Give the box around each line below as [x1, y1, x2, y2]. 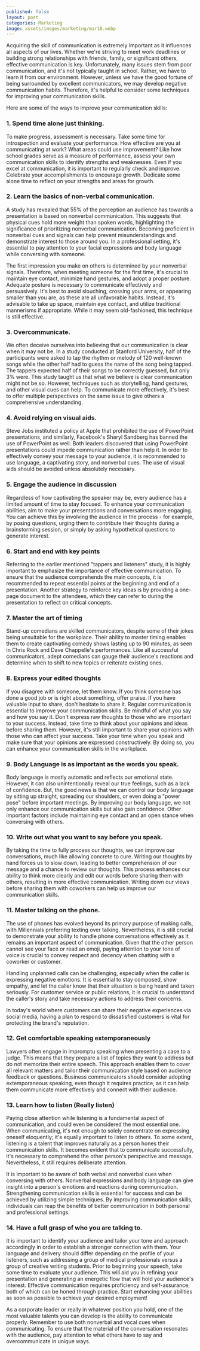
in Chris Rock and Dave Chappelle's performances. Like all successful [6, 646, 179, 654]
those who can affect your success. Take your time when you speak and [6, 732, 184, 739]
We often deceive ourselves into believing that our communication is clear [6, 342, 189, 349]
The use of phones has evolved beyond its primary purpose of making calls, [6, 919, 193, 927]
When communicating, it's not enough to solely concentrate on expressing [6, 1127, 190, 1134]
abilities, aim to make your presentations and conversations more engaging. [6, 506, 193, 514]
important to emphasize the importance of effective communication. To [6, 567, 181, 575]
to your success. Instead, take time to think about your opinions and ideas [6, 719, 188, 727]
